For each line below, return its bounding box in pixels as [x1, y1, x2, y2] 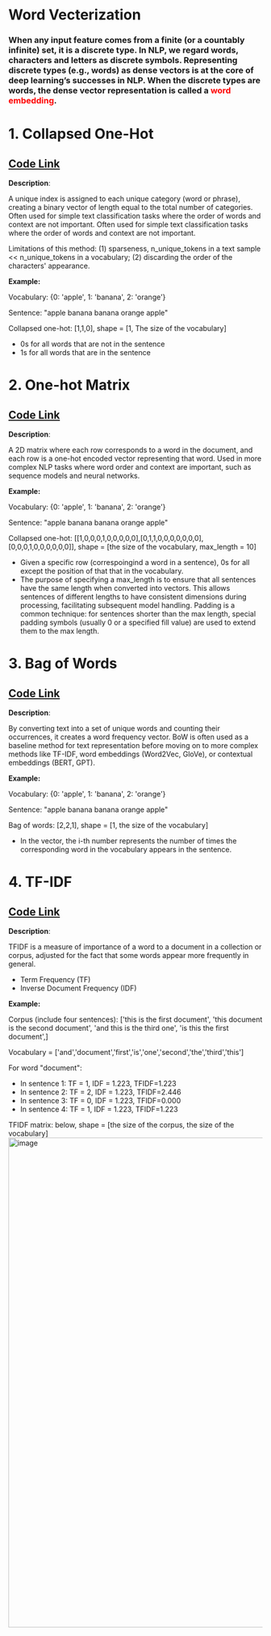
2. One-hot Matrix [8, 376, 131, 395]
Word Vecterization [8, 6, 141, 24]
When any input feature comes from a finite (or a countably [8, 35, 245, 46]
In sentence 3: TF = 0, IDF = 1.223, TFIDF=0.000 [19, 1096, 181, 1106]
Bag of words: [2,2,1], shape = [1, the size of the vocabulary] [8, 821, 208, 831]
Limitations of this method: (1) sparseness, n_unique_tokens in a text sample [8, 244, 261, 253]
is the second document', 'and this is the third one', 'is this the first [8, 1023, 229, 1033]
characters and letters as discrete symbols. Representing [8, 55, 238, 66]
